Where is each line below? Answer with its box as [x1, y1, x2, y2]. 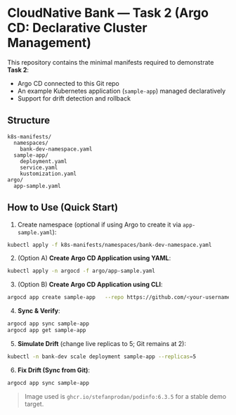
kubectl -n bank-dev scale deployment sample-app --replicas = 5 [7, 353, 197, 360]
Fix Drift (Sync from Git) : [17, 366, 90, 374]
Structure [7, 115, 51, 127]
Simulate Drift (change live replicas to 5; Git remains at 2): [17, 339, 186, 347]
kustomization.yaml [20, 170, 77, 177]
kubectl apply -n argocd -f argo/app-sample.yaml [7, 267, 156, 275]
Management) [7, 35, 91, 51]
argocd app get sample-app [7, 327, 86, 334]
